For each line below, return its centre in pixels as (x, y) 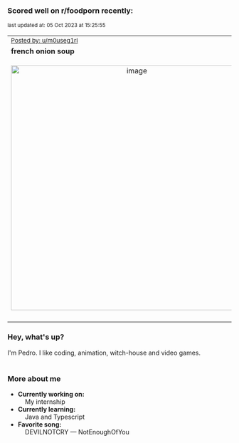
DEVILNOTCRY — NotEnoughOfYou (77, 432)
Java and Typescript (55, 417)
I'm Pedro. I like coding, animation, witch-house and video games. (104, 353)
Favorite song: (39, 424)
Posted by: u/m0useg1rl (44, 41)
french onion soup (43, 51)
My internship (45, 402)
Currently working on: (51, 394)
